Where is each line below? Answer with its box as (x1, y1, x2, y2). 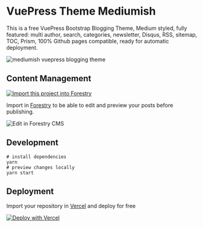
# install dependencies (6, 154, 67, 160)
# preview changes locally (6, 164, 75, 170)
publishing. (6, 108, 35, 115)
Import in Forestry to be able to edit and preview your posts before (6, 101, 174, 109)
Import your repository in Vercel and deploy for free (6, 203, 136, 210)
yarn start (6, 170, 34, 176)
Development (6, 137, 59, 148)
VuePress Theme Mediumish (6, 4, 156, 18)
